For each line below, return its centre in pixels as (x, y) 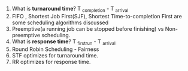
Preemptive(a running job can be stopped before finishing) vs (88, 28)
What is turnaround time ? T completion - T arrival (70, 9)
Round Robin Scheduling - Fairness (55, 49)
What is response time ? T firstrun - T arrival (63, 42)
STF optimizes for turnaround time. (55, 55)
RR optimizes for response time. (51, 62)
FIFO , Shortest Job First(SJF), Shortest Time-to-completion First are (97, 16)
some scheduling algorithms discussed (60, 22)
